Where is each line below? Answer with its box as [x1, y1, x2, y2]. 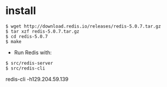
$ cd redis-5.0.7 [5, 33, 48, 39]
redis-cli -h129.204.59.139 [5, 75, 69, 82]
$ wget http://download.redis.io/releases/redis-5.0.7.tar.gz [5, 23, 161, 29]
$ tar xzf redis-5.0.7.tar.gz [5, 28, 80, 34]
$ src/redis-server [5, 60, 54, 66]
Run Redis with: [14, 48, 52, 56]
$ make [5, 39, 22, 44]
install [5, 4, 36, 18]
